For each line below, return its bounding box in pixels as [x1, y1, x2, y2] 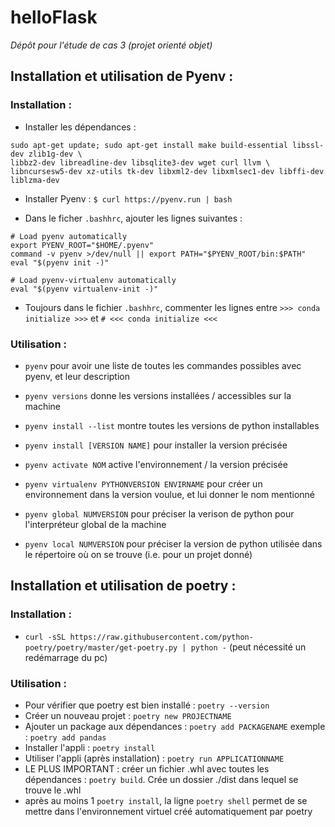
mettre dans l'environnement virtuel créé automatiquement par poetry [24, 805, 313, 817]
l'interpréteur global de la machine [24, 518, 167, 530]
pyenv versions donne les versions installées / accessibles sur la [24, 389, 292, 401]
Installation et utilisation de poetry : [10, 577, 237, 595]
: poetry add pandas [24, 731, 107, 743]
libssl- [292, 140, 325, 150]
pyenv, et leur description [24, 370, 130, 382]
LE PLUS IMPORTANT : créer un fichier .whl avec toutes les [24, 762, 270, 775]
